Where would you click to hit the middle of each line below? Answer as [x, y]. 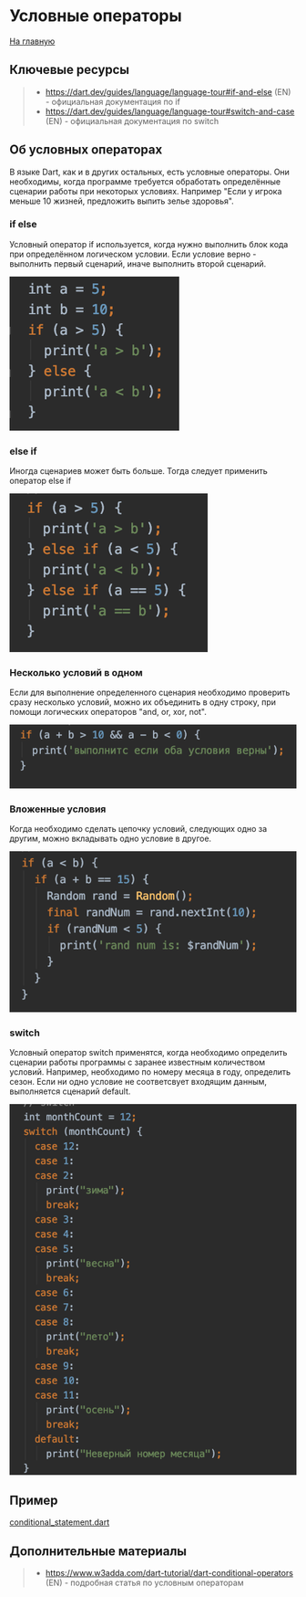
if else [23, 225]
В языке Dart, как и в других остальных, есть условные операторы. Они [149, 172]
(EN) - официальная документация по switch [132, 121]
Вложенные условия [58, 809]
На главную [32, 41]
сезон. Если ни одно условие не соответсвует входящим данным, [138, 1082]
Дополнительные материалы [98, 1551]
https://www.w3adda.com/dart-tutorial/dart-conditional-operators [169, 1573]
